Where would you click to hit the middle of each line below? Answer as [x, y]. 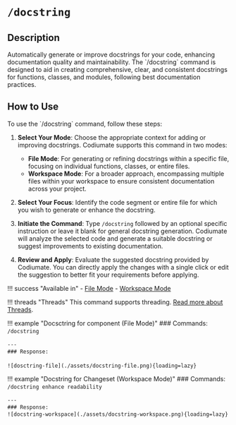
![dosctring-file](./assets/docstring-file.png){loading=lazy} [102, 366]
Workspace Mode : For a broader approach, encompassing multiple [126, 174]
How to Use [33, 107]
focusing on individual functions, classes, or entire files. [109, 166]
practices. [22, 84]
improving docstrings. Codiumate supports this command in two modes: [122, 145]
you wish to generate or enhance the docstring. [87, 210]
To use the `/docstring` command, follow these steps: [85, 124]
